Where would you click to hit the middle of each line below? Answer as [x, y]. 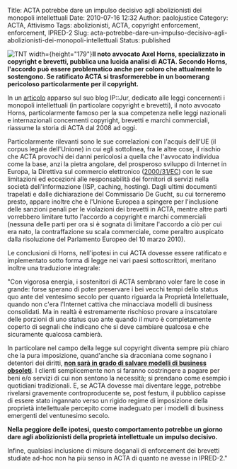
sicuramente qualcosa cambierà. [55, 334]
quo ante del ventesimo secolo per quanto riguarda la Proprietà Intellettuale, [118, 297]
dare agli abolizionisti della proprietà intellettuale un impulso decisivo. [112, 437]
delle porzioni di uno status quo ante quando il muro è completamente [109, 319]
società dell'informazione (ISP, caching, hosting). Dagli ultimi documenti [112, 186]
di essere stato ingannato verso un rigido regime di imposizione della [108, 400]
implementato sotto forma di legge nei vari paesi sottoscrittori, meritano [112, 260]
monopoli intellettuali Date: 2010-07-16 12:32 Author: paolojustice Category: [118, 18]
